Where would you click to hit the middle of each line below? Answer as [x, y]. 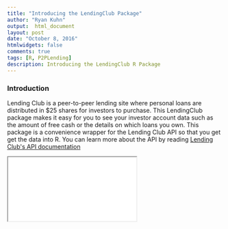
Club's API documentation [44, 146]
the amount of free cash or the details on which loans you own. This [103, 124]
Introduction [28, 88]
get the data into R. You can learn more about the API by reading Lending [110, 139]
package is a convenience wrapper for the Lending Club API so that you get [114, 132]
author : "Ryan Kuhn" [37, 20]
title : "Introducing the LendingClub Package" [75, 13]
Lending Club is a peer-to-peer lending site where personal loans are [104, 103]
